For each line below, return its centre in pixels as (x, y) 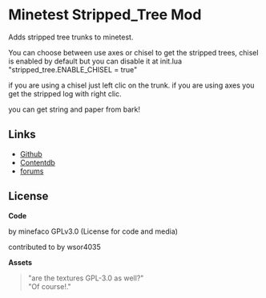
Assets (20, 262)
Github (31, 153)
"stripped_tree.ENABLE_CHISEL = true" (73, 69)
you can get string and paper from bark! (74, 109)
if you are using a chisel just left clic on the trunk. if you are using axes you (131, 85)
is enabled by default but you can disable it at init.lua (95, 61)
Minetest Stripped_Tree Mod (105, 15)
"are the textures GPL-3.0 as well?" (86, 278)
